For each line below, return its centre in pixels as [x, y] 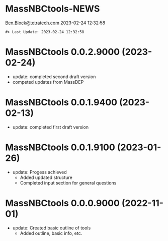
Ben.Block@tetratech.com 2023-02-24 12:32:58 [55, 23]
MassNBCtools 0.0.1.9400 [61, 103]
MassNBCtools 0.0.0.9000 [62, 203]
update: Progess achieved [39, 172]
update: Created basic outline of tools [52, 228]
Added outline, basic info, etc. [51, 233]
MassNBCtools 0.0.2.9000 [62, 52]
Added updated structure [46, 177]
